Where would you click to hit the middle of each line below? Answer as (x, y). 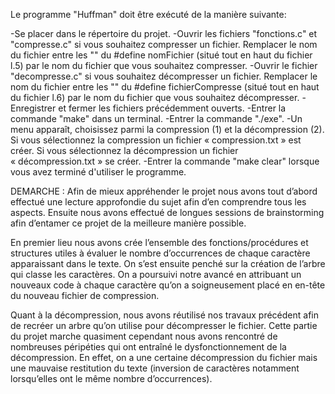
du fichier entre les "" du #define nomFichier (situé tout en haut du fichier (161, 55)
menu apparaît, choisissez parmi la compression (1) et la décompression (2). (167, 129)
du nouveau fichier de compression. (85, 295)
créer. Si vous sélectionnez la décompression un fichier (124, 150)
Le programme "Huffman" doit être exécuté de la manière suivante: (148, 14)
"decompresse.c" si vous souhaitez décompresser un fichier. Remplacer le (164, 76)
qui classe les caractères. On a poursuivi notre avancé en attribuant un (156, 274)
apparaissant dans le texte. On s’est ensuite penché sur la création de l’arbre (168, 263)
